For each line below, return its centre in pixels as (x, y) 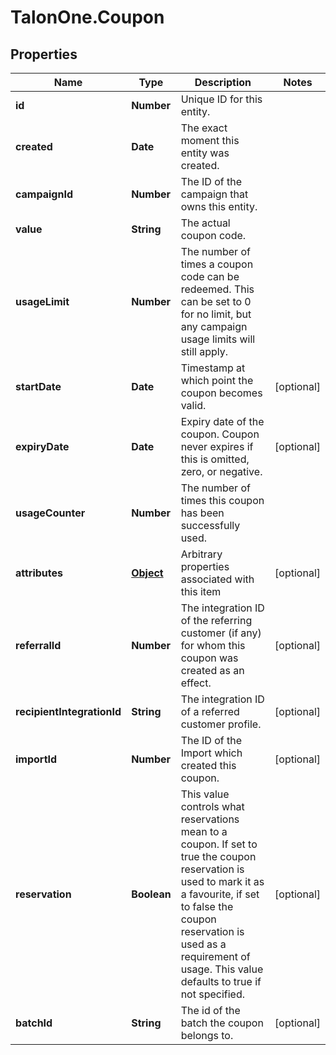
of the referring (216, 620)
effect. (196, 683)
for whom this (213, 645)
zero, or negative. (221, 471)
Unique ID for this (221, 99)
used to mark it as (222, 881)
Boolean (151, 894)
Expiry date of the (222, 421)
